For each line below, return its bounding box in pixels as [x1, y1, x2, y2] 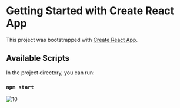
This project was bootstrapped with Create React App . [6, 36, 138, 43]
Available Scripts [6, 53, 69, 63]
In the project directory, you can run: [6, 69, 95, 76]
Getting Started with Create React [6, 4, 175, 18]
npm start [6, 84, 34, 90]
